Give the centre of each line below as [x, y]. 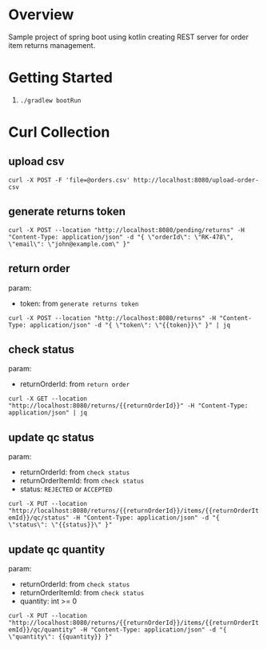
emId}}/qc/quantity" [43, 630]
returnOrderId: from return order [75, 384]
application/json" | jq [48, 413]
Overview [41, 15]
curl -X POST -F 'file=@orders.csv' [69, 180]
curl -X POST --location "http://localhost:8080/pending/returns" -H [127, 230]
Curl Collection [59, 132]
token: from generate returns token [79, 303]
